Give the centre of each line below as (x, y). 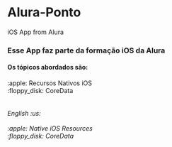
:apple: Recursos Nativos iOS (50, 83)
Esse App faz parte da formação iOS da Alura (86, 50)
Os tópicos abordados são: (48, 67)
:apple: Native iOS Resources (50, 129)
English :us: (24, 114)
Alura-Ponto (44, 12)
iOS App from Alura (36, 32)
